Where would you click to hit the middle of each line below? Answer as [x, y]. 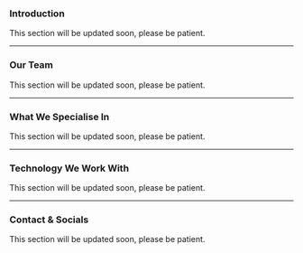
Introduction [37, 14]
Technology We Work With [69, 168]
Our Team [32, 65]
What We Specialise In [60, 117]
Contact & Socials [49, 220]
